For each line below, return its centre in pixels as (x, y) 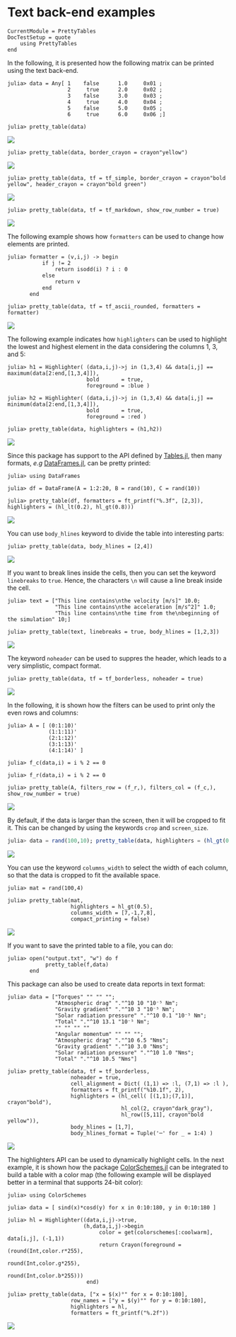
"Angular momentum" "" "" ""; (99, 1034)
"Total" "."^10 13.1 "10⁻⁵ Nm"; (102, 1022)
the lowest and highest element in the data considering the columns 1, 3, (113, 346)
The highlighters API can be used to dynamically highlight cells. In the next (116, 1159)
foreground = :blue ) (118, 386)
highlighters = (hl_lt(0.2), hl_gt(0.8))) (71, 507)
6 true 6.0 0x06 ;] (117, 114)
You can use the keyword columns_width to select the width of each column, (118, 867)
